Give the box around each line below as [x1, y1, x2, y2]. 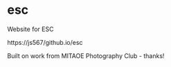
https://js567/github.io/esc [7, 38, 83, 46]
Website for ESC [7, 25, 54, 33]
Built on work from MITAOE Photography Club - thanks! [7, 51, 165, 60]
